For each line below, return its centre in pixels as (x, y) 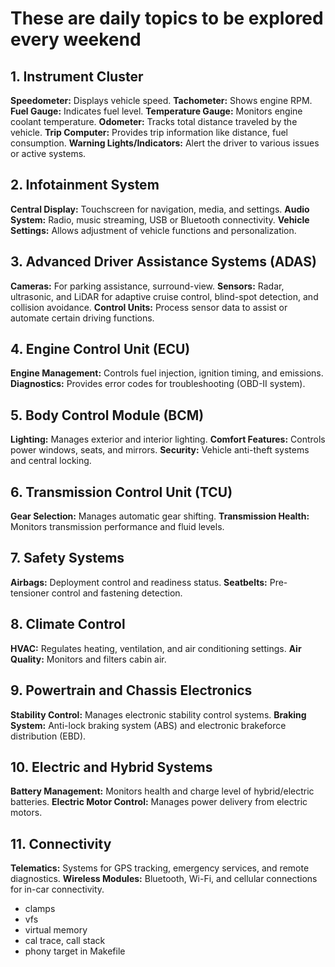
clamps (40, 909)
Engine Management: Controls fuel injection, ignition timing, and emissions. (167, 373)
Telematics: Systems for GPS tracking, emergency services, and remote (160, 868)
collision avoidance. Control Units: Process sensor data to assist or (149, 307)
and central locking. (51, 461)
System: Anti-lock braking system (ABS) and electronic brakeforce (148, 725)
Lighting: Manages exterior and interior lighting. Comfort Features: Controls (168, 439)
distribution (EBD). (48, 736)
